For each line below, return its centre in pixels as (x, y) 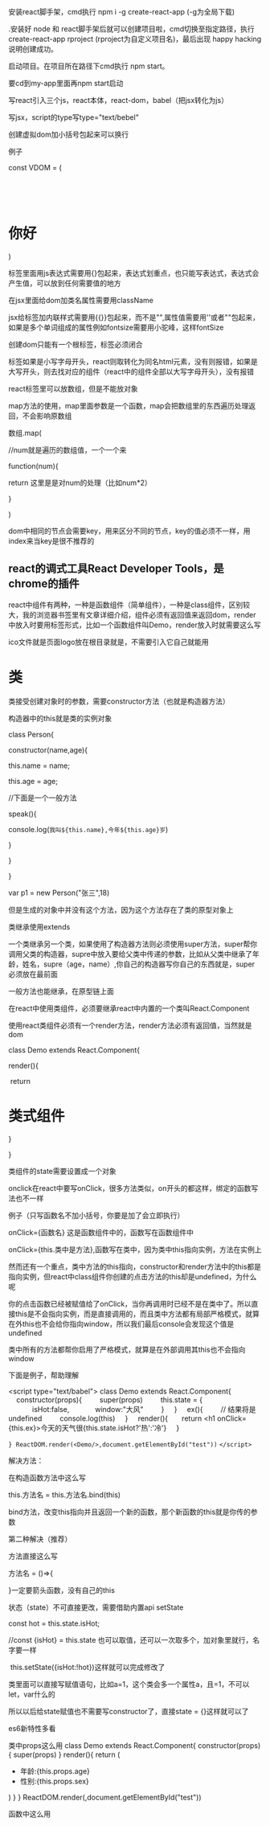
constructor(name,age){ (48, 749)
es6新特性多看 (32, 1728)
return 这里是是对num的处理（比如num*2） (80, 482)
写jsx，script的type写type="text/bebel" (74, 117)
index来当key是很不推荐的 (51, 540)
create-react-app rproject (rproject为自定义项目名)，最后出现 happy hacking (135, 39)
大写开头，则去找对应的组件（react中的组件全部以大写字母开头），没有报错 (131, 371)
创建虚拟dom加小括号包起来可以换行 (69, 134)
